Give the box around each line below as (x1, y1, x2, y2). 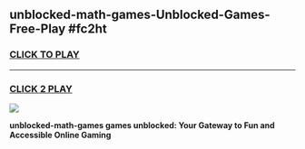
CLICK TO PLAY (9, 49, 80, 61)
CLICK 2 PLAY (9, 82, 73, 95)
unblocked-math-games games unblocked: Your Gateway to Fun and (9, 119, 275, 130)
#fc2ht (67, 22, 107, 37)
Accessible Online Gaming (9, 129, 112, 140)
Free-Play (9, 22, 66, 37)
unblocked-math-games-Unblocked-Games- (9, 7, 271, 23)
